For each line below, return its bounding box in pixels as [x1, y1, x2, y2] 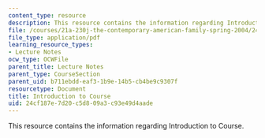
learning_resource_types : [8, 41, 93, 49]
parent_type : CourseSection [8, 70, 101, 78]
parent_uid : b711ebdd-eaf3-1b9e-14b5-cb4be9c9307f [8, 77, 178, 85]
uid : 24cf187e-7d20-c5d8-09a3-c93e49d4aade [8, 99, 154, 107]
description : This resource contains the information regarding [8, 19, 224, 27]
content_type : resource [8, 11, 87, 20]
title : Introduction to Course [8, 92, 111, 100]
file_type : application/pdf [8, 33, 101, 42]
